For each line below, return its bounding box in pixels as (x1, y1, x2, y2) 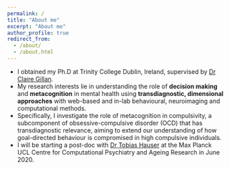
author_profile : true (7, 29, 70, 37)
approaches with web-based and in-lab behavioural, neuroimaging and (17, 97, 220, 105)
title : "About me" (7, 17, 60, 23)
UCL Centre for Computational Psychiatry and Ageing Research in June (17, 148, 220, 156)
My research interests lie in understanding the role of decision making (17, 82, 218, 90)
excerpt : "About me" (7, 23, 67, 30)
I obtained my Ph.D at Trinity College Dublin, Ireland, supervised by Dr (17, 67, 216, 76)
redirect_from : (7, 36, 51, 43)
